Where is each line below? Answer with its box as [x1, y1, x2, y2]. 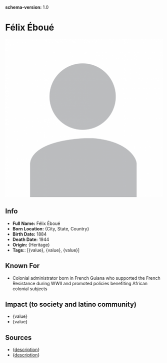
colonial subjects [12, 286, 47, 292]
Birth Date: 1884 [12, 231, 47, 237]
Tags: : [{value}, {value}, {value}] [12, 247, 80, 253]
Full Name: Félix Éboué [12, 220, 60, 226]
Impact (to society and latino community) [5, 300, 136, 308]
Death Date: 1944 [12, 236, 49, 243]
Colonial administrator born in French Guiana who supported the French [12, 275, 161, 281]
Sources [5, 333, 32, 342]
